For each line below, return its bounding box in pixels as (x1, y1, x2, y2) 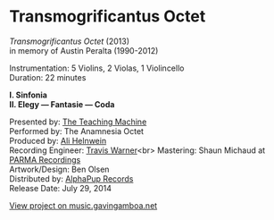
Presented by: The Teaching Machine (9, 116, 147, 127)
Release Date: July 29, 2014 (9, 182, 112, 193)
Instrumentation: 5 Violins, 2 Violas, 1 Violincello (9, 63, 185, 73)
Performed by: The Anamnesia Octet (9, 125, 145, 136)
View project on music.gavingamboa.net (9, 199, 158, 211)
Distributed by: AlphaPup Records (9, 173, 134, 184)
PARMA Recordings (9, 154, 81, 165)
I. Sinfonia (9, 89, 47, 100)
